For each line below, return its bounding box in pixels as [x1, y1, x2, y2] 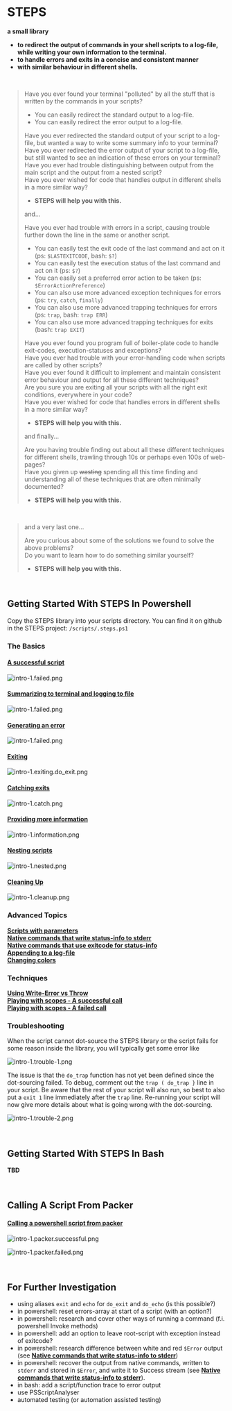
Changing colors [7, 955, 57, 964]
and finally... [24, 432, 60, 440]
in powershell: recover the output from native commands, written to [17, 1359, 210, 1367]
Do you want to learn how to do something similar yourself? [24, 551, 195, 559]
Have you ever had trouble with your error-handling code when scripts [24, 353, 226, 362]
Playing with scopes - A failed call [7, 1003, 107, 1012]
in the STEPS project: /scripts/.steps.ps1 [7, 624, 128, 632]
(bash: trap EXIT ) [34, 325, 85, 333]
